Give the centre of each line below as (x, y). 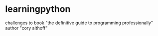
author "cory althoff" (26, 28)
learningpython (38, 9)
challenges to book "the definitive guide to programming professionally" (79, 23)
